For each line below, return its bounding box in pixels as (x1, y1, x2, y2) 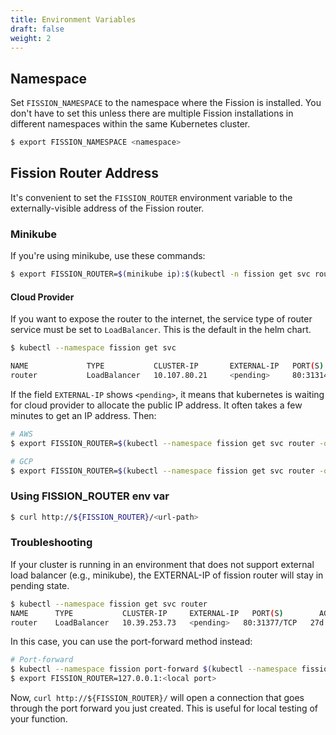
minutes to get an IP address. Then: (10, 409, 157, 421)
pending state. (10, 579, 70, 591)
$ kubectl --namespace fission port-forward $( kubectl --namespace (10, 664, 298, 675)
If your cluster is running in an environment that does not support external (10, 558, 315, 570)
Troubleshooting (10, 536, 93, 550)
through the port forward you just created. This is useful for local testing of (10, 702, 319, 715)
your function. (10, 713, 68, 725)
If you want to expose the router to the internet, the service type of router (10, 313, 313, 325)
